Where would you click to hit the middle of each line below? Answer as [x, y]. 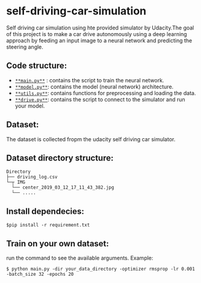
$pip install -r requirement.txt [48, 225]
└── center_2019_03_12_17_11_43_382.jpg [63, 187]
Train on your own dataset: [58, 244]
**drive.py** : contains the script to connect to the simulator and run [100, 99]
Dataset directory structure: [60, 158]
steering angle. [25, 47]
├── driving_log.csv [32, 177]
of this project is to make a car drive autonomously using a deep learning [97, 34]
